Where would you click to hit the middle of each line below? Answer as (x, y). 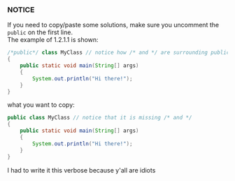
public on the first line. (40, 32)
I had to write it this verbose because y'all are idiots (81, 170)
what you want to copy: (41, 105)
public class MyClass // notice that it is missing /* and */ (100, 118)
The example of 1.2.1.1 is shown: (53, 40)
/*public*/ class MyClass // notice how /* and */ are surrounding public (119, 53)
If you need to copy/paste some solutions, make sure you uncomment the (113, 25)
